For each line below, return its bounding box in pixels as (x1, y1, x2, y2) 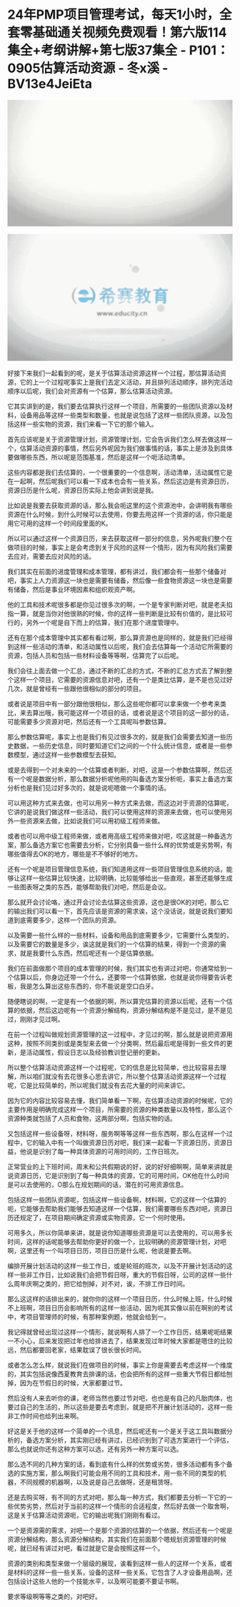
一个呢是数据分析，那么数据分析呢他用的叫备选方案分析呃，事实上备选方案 (13, 774, 233, 783)
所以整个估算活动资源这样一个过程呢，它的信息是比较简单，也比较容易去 (7, 1063, 220, 1072)
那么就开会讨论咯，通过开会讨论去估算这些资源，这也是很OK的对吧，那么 (7, 898, 224, 906)
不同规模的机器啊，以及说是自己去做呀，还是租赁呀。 (19, 1478, 176, 1486)
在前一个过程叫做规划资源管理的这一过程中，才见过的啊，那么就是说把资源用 (7, 1030, 233, 1039)
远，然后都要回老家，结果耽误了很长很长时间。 (7, 1345, 145, 1354)
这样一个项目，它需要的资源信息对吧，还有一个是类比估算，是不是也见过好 (13, 675, 233, 683)
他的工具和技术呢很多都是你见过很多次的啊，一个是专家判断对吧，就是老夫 (7, 600, 226, 608)
